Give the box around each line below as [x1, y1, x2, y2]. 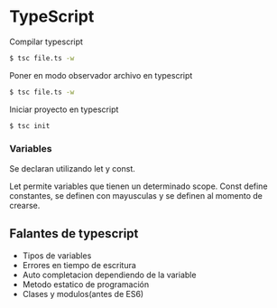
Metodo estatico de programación [22, 278, 150, 290]
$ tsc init [9, 121, 51, 130]
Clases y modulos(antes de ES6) [22, 288, 144, 299]
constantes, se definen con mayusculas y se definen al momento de [9, 190, 263, 201]
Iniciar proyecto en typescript [9, 104, 119, 115]
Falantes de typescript [9, 226, 139, 241]
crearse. [9, 200, 41, 210]
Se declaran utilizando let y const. [9, 163, 135, 173]
